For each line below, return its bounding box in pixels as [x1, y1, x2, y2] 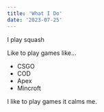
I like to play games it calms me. [7, 97, 97, 105]
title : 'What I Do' [7, 10, 63, 17]
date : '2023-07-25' [7, 16, 63, 23]
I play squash [7, 35, 44, 43]
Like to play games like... [7, 49, 77, 57]
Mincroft [16, 84, 41, 92]
